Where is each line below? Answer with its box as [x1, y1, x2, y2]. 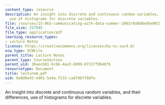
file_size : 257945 [5, 26, 43, 30]
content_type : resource [5, 7, 54, 12]
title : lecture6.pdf [5, 71, 48, 76]
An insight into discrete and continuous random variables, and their [5, 89, 141, 95]
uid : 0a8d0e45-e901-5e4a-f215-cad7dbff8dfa [5, 76, 96, 80]
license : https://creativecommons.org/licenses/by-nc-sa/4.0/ [5, 44, 135, 49]
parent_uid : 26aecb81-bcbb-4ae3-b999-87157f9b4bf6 [5, 62, 111, 67]
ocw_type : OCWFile [5, 48, 43, 53]
